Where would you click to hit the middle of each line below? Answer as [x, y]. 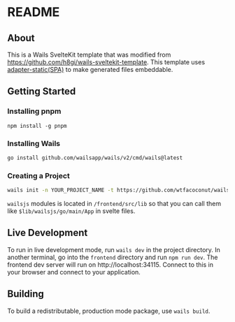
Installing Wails [34, 143]
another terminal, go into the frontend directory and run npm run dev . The [113, 257]
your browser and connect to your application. [74, 272]
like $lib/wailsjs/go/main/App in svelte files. [71, 211]
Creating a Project [38, 175]
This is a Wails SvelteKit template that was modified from [89, 54]
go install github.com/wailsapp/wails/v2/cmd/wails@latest [95, 158]
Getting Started [42, 92]
